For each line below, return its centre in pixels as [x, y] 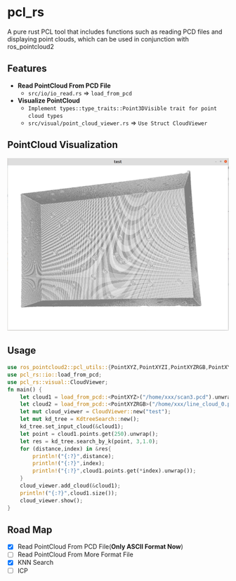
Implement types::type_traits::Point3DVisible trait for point [123, 108]
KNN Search [35, 563]
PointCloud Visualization [63, 145]
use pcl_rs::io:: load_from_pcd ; [54, 375]
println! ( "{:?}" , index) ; [69, 464]
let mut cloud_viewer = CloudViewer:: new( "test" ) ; [96, 412]
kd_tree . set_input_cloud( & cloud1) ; [72, 427]
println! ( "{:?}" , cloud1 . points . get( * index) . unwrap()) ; [114, 471]
